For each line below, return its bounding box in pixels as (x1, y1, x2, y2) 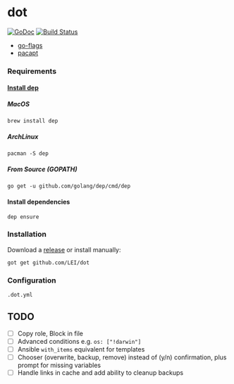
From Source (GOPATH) (7, 165, 78, 173)
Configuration (7, 275, 56, 285)
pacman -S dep (7, 150, 49, 157)
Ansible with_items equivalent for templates (17, 345, 145, 354)
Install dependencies (7, 197, 70, 206)
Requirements (7, 66, 57, 76)
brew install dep (7, 118, 58, 125)
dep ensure (7, 213, 39, 221)
